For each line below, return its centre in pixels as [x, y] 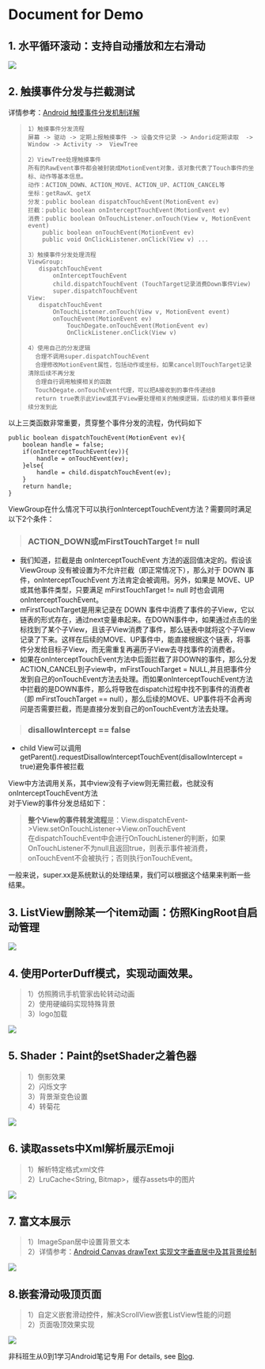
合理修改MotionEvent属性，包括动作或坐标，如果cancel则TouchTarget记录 [144, 365]
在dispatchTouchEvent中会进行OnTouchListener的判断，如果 [127, 838]
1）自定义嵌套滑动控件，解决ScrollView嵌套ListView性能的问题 [129, 1315]
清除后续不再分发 [51, 373]
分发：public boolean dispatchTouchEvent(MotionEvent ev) [123, 201]
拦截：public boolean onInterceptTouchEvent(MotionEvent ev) [129, 210]
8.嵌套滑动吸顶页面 [55, 1294]
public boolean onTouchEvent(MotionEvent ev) [119, 232]
